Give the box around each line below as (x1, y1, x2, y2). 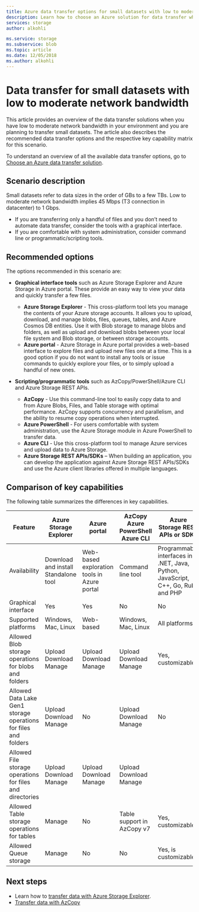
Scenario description (6, 176, 85, 186)
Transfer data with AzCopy (14, 898, 81, 905)
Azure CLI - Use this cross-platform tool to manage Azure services (23, 440, 188, 447)
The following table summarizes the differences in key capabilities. (6, 498, 169, 505)
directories (9, 793, 40, 801)
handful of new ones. (23, 366, 76, 374)
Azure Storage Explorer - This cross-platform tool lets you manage (23, 303, 188, 310)
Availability (9, 567, 40, 574)
